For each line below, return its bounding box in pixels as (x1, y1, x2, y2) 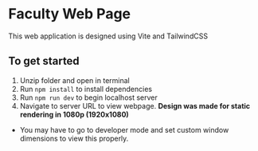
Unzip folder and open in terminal (19, 75, 130, 85)
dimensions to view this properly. (19, 133, 129, 143)
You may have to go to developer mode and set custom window (19, 125, 229, 134)
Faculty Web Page (8, 5, 131, 23)
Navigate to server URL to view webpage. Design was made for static (19, 101, 251, 110)
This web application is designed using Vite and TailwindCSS (8, 31, 209, 41)
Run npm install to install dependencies (19, 84, 153, 93)
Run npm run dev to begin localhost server (19, 93, 158, 102)
